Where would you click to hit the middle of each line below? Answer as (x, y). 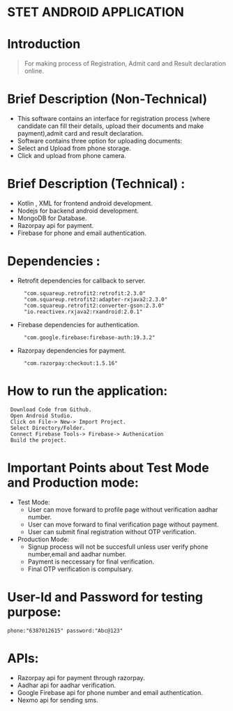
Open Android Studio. (42, 416)
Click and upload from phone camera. (72, 156)
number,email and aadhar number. (77, 554)
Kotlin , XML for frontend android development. (85, 203)
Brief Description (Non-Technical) (107, 99)
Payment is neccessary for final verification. (91, 561)
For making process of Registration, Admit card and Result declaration (125, 64)
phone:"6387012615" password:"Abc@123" (65, 631)
